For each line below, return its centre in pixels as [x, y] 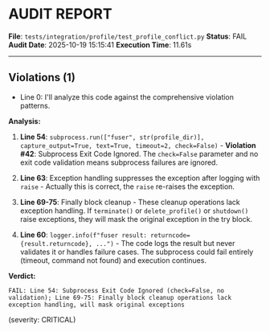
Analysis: [25, 121]
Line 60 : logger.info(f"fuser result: [83, 235]
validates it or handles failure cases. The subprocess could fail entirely [137, 252]
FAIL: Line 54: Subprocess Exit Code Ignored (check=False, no [117, 290]
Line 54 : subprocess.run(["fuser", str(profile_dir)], [112, 137]
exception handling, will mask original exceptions [96, 305]
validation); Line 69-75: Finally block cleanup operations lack [120, 297]
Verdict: [22, 276]
